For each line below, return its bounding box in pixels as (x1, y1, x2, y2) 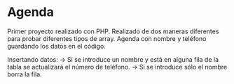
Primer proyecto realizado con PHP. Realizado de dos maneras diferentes (7, 27, 219, 35)
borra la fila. (7, 70, 42, 78)
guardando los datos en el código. (7, 42, 106, 50)
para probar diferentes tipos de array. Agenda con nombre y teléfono (7, 34, 207, 42)
